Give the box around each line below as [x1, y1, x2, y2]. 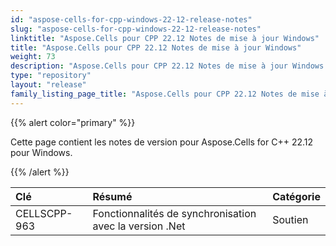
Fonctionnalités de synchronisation [92, 206, 257, 220]
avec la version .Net [92, 219, 186, 233]
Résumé [92, 189, 133, 203]
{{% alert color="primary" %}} [10, 116, 136, 128]
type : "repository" [10, 71, 92, 81]
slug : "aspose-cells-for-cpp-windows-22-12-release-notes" [10, 24, 262, 34]
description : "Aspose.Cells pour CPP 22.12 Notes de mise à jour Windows [10, 61, 325, 71]
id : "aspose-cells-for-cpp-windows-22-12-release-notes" [10, 14, 253, 25]
